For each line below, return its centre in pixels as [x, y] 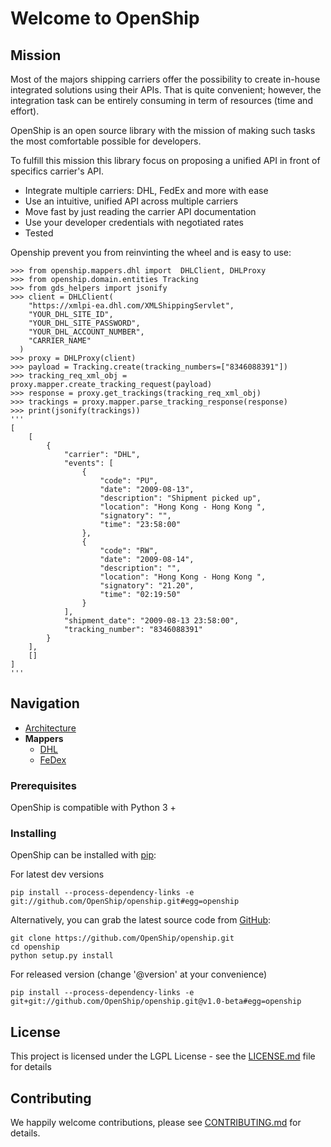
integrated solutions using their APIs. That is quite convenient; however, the [166, 90]
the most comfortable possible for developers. [106, 141]
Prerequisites [43, 785]
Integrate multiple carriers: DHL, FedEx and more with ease [146, 190]
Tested [39, 233]
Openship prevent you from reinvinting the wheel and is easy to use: [151, 252]
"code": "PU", [129, 481]
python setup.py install [62, 956]
